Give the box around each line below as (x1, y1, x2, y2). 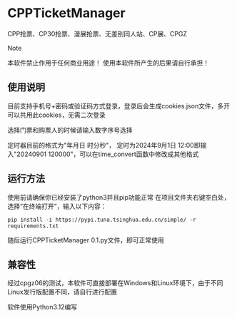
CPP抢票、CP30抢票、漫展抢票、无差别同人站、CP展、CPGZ (7, 29, 188, 38)
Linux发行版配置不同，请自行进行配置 (7, 287, 118, 297)
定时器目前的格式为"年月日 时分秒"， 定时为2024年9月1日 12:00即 (7, 140, 201, 149)
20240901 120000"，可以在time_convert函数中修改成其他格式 (16, 150, 199, 158)
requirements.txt (7, 222, 59, 230)
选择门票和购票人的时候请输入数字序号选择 (7, 125, 133, 134)
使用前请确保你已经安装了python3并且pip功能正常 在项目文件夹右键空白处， (7, 193, 231, 201)
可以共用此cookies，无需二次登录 (7, 111, 106, 119)
